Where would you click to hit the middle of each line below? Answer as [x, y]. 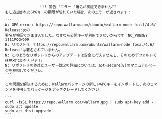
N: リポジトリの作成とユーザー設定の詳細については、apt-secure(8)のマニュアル [77, 65]
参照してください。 [29, 71]
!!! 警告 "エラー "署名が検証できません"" [78, 7]
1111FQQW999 [17, 40]
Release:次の [18, 30]
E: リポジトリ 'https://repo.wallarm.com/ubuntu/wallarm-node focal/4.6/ [80, 45]
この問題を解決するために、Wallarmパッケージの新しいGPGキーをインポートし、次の [78, 84]
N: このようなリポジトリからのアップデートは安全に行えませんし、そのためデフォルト [79, 55]
